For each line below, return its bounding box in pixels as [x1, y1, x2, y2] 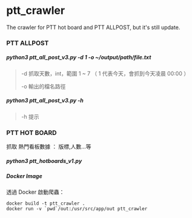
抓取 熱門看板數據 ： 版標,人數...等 [6, 143, 91, 150]
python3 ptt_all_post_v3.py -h [6, 97, 84, 104]
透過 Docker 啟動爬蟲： [6, 188, 65, 196]
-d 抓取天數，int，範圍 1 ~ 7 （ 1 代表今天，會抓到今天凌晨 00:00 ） [21, 70, 190, 77]
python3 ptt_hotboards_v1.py [6, 157, 82, 164]
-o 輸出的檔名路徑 [21, 82, 66, 90]
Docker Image [6, 173, 42, 180]
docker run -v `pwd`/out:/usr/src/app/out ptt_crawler [6, 206, 148, 212]
